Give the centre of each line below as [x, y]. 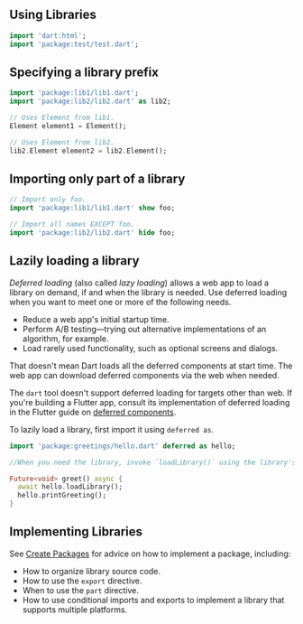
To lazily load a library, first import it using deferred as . [112, 429]
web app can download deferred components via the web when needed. [144, 375]
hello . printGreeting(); [62, 496]
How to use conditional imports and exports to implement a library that [153, 600]
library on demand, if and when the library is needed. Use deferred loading [148, 292]
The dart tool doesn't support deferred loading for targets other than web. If [151, 393]
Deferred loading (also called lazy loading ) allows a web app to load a [139, 283]
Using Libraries [53, 15]
